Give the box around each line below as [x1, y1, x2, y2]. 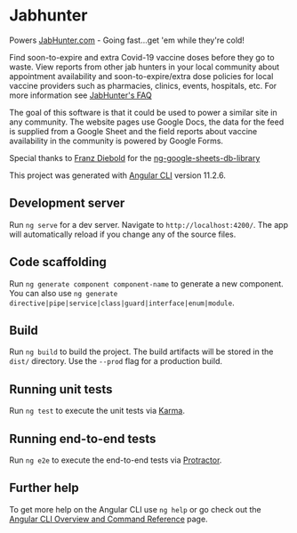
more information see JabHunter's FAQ [9, 90, 153, 101]
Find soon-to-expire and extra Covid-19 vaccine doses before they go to [9, 52, 275, 62]
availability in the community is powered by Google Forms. [9, 135, 224, 146]
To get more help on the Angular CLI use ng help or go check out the [9, 504, 261, 514]
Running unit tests [9, 382, 113, 397]
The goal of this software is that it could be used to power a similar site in [9, 107, 277, 117]
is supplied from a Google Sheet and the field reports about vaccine [9, 125, 258, 136]
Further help [9, 481, 80, 496]
